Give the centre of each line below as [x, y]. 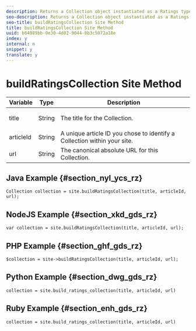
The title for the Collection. [97, 118]
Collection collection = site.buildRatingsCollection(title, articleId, [96, 191]
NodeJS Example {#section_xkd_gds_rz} [82, 215]
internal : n [20, 44]
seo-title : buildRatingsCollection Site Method [65, 22]
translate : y [22, 55]
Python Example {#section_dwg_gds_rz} [82, 277]
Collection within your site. [97, 141]
